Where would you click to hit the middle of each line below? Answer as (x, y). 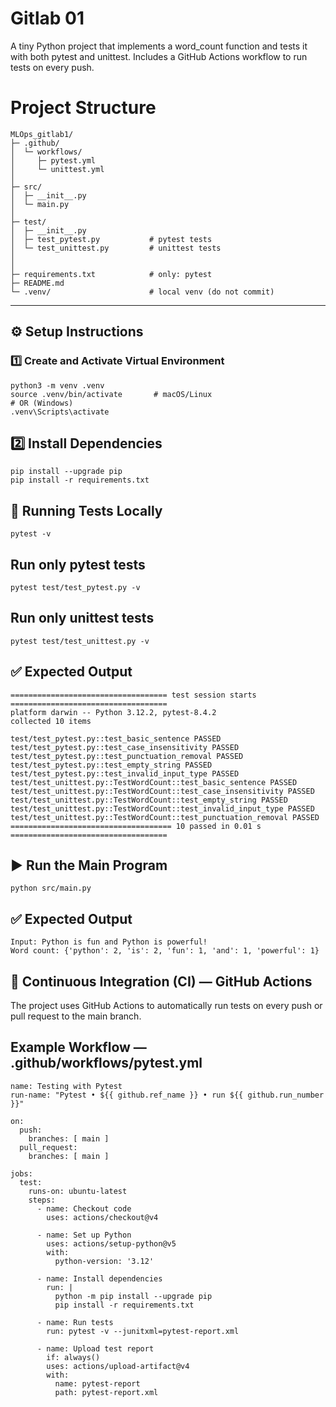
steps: (42, 1200)
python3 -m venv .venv (57, 385)
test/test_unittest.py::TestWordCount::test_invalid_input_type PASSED (162, 808)
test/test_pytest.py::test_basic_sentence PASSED (116, 738)
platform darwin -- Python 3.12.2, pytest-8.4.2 (113, 712)
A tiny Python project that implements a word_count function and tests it (159, 46)
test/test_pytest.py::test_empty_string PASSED (111, 765)
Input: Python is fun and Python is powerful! (109, 942)
